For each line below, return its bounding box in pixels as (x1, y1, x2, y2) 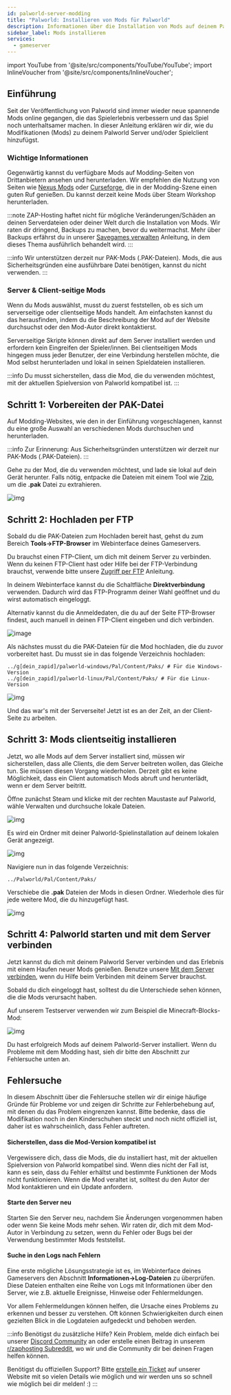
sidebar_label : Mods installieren (7, 29, 107, 36)
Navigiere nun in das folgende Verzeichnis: (7, 862, 129, 871)
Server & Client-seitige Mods (7, 286, 106, 295)
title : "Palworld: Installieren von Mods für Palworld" (7, 17, 170, 23)
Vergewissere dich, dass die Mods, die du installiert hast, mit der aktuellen (7, 1153, 218, 1162)
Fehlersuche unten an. (7, 1054, 71, 1063)
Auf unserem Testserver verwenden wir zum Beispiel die (7, 1006, 168, 1014)
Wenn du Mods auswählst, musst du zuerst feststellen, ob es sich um (7, 301, 203, 310)
